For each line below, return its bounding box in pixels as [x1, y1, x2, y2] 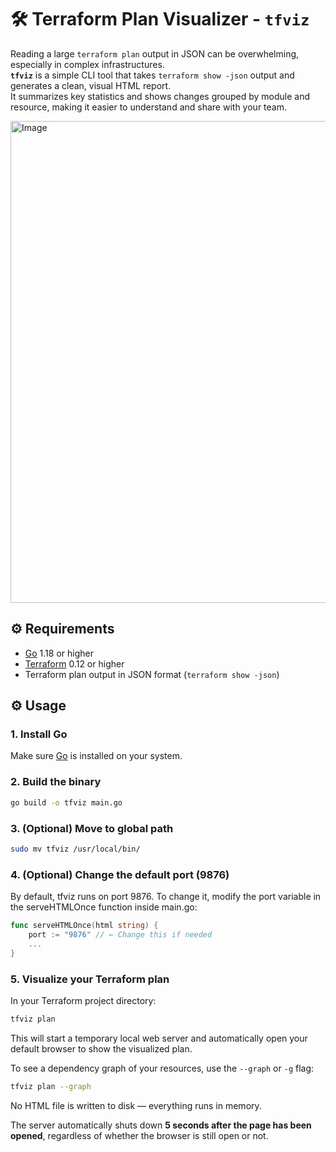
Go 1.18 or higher [24, 647, 94, 659]
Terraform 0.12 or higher [24, 657, 125, 670]
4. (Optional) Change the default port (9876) [10, 867, 230, 881]
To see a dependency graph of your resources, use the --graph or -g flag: [10, 1062, 315, 1074]
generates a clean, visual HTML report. [10, 79, 172, 91]
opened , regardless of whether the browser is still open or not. [10, 1129, 269, 1141]
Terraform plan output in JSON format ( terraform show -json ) [24, 668, 280, 680]
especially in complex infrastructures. [10, 58, 165, 70]
